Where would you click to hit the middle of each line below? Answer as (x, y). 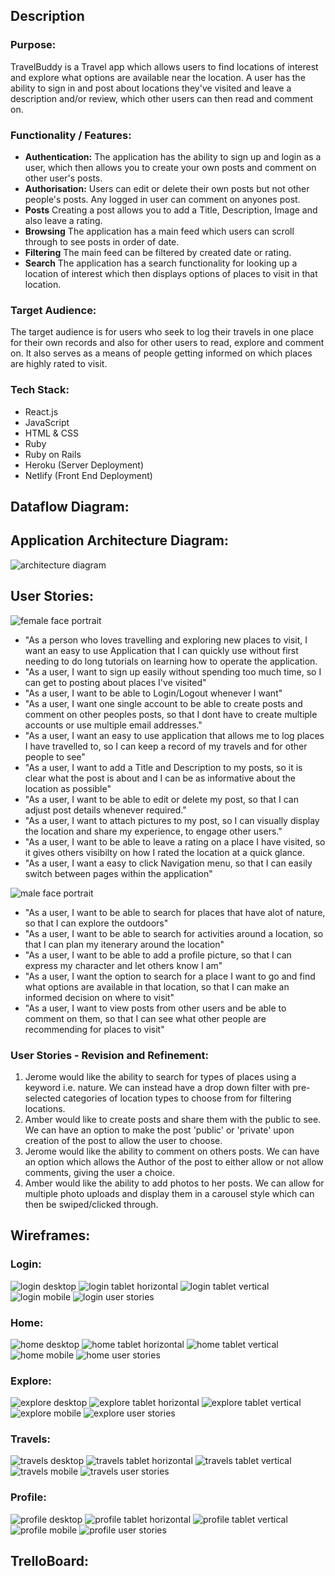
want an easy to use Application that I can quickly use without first (161, 650)
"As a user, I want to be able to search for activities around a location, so (174, 933)
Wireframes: (50, 1235)
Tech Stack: (40, 390)
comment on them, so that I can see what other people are (145, 1018)
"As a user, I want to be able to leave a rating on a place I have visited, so (175, 841)
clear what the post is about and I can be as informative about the (160, 778)
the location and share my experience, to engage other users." (153, 831)
